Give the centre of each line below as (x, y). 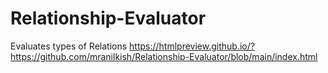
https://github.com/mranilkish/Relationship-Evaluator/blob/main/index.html (164, 56)
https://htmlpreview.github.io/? (192, 46)
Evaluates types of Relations (69, 46)
